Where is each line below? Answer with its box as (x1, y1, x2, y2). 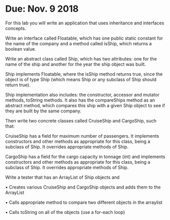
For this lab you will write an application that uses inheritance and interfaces (5, 20, 164, 26)
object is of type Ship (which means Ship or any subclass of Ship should (5, 76, 156, 82)
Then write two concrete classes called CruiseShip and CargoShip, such (5, 117, 156, 123)
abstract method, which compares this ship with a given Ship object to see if (5, 102, 165, 108)
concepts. (5, 25, 26, 31)
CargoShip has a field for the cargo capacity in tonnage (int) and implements (5, 153, 165, 160)
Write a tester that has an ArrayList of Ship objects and (5, 174, 120, 180)
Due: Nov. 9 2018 (5, 3, 79, 15)
